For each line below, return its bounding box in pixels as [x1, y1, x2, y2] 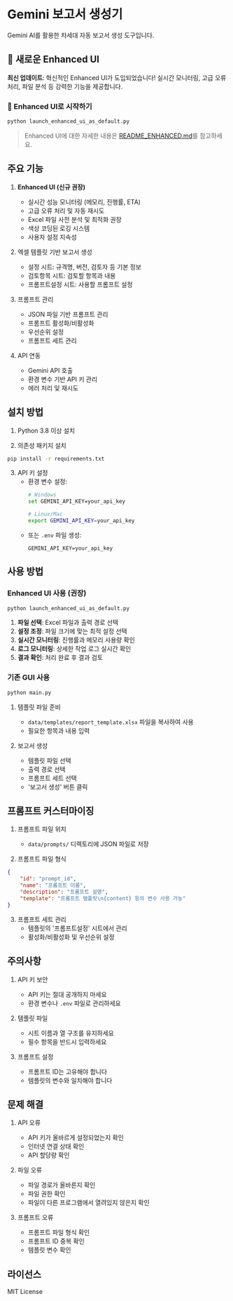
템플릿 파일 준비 [17, 703, 61, 711]
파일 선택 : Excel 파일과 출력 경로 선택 [17, 619, 119, 627]
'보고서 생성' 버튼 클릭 [27, 782, 88, 791]
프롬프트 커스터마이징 [7, 805, 94, 817]
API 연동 [17, 351, 41, 359]
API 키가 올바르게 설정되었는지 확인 [27, 1133, 125, 1142]
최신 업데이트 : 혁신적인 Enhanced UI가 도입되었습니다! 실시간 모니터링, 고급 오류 [7, 73, 227, 81]
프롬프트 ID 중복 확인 [27, 1237, 85, 1246]
